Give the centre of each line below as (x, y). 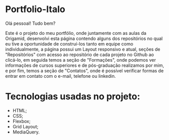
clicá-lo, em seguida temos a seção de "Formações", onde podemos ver (81, 60)
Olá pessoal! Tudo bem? (30, 23)
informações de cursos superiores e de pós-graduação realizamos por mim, (85, 65)
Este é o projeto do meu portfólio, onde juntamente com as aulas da (76, 33)
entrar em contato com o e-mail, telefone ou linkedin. (61, 76)
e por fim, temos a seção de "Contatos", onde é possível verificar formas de (85, 71)
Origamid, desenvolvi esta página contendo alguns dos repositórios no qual (84, 38)
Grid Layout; (26, 126)
